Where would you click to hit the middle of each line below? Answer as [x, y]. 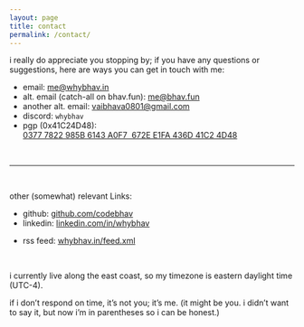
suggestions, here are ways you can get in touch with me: [117, 70]
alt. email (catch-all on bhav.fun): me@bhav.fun [111, 97]
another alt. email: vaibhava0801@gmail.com [106, 107]
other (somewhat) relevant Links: [71, 196]
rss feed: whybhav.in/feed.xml [79, 241]
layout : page [34, 18]
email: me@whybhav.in [66, 88]
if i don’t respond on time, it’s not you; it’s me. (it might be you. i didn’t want [149, 303]
